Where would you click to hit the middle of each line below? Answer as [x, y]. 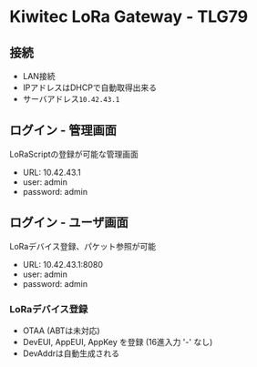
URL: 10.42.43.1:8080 [62, 264]
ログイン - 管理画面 [63, 131]
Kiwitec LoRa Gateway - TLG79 [129, 17]
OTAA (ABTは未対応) [61, 331]
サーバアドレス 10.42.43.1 [71, 99]
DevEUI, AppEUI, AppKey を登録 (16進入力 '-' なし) [118, 342]
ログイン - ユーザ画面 [69, 223]
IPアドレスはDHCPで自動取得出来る [90, 87]
